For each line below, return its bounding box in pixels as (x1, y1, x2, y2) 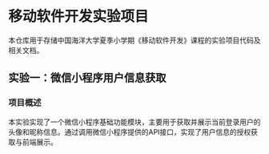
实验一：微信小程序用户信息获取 (8, 71, 167, 85)
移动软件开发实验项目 (8, 7, 150, 26)
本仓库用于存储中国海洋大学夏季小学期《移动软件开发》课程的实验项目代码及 (8, 35, 261, 45)
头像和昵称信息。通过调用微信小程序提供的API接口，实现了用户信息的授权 (8, 127, 251, 136)
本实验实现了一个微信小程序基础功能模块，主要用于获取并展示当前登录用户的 (8, 117, 261, 127)
